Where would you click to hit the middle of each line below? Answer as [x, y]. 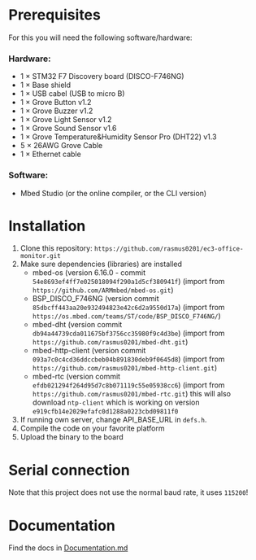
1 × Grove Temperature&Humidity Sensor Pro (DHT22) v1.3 [118, 137]
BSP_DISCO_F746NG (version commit [96, 299]
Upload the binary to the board [72, 437]
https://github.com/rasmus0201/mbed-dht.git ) [110, 342]
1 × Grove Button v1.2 [56, 103]
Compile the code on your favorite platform [92, 428]
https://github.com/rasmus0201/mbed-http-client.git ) [125, 368]
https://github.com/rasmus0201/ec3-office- [169, 249]
